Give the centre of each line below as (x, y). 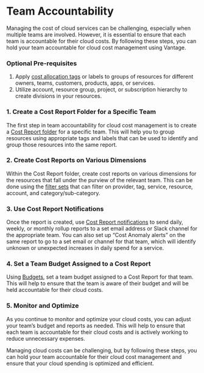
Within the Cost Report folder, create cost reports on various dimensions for (101, 173)
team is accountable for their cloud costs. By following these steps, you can (101, 41)
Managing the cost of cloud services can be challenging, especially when (98, 28)
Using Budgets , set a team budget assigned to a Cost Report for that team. (100, 277)
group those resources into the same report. (62, 144)
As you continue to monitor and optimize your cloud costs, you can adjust (99, 319)
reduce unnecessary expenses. (46, 338)
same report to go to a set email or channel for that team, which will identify (101, 241)
